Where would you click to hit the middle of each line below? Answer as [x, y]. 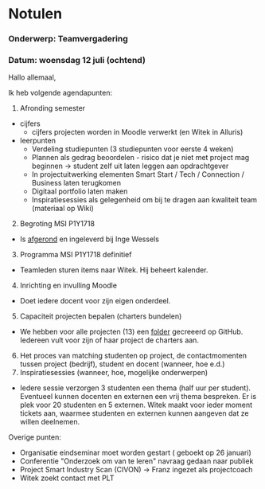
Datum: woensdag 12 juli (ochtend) [77, 61]
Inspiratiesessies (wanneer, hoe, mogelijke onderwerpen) [114, 373]
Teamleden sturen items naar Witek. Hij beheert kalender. [114, 270]
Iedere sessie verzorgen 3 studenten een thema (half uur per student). [135, 388]
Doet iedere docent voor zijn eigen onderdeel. [95, 301]
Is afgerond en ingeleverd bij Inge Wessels [89, 239]
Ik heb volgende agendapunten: [60, 93]
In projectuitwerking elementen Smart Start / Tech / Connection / [138, 174]
